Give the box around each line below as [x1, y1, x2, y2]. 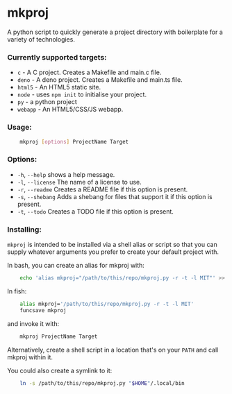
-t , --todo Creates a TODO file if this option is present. [17, 207, 174, 216]
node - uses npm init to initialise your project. [17, 90, 147, 98]
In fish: [7, 286, 27, 295]
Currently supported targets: [7, 52, 107, 62]
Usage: [7, 123, 33, 132]
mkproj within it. [7, 352, 53, 361]
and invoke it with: [7, 319, 60, 327]
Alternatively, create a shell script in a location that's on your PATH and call [7, 345, 219, 354]
